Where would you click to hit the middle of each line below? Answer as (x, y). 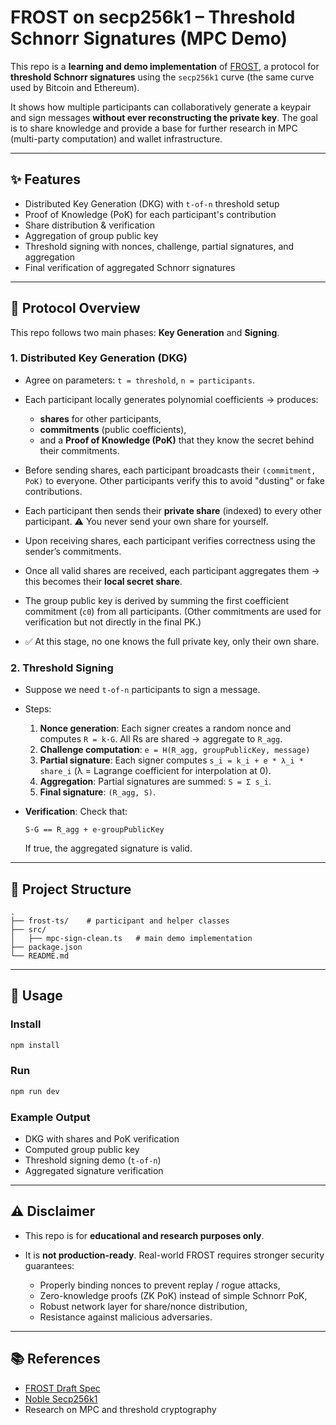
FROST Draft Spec (62, 1388)
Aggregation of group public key (91, 235)
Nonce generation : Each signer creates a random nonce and (165, 728)
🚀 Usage (36, 996)
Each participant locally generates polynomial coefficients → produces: (171, 399)
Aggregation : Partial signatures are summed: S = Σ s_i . (155, 782)
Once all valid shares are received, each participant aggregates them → (172, 570)
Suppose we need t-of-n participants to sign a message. (142, 690)
